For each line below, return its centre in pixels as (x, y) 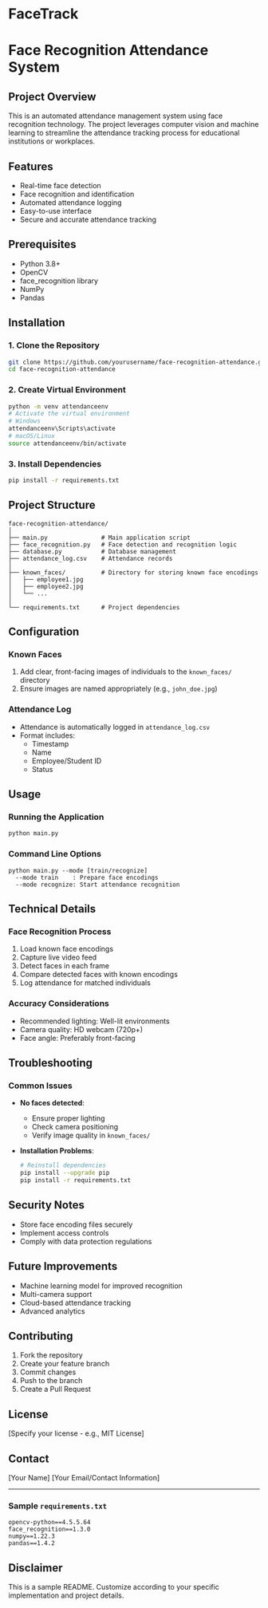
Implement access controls (64, 1232)
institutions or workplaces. (52, 141)
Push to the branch (51, 1381)
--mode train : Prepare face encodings (87, 877)
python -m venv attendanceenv (59, 406)
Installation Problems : (57, 1151)
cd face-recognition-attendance (62, 369)
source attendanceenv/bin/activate (67, 443)
